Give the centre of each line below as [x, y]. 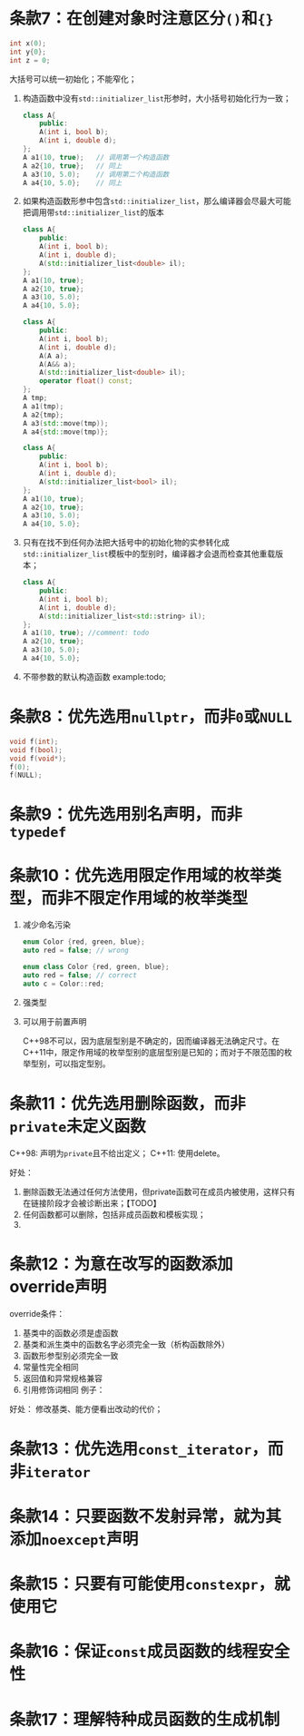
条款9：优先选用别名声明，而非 [126, 814]
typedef [38, 833]
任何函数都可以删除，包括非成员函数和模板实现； [114, 1214]
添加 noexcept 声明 [74, 1539]
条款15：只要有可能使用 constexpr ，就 [150, 1584]
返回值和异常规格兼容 [62, 1378]
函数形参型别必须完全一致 [70, 1355]
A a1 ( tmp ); [43, 406]
